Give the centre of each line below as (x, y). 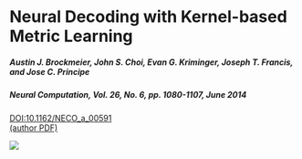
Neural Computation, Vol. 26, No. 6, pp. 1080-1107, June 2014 (128, 95)
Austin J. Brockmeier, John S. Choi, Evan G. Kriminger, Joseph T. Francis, (151, 62)
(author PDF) (34, 127)
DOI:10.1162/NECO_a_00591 (61, 118)
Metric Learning (72, 36)
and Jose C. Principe (50, 71)
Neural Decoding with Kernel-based (148, 17)
